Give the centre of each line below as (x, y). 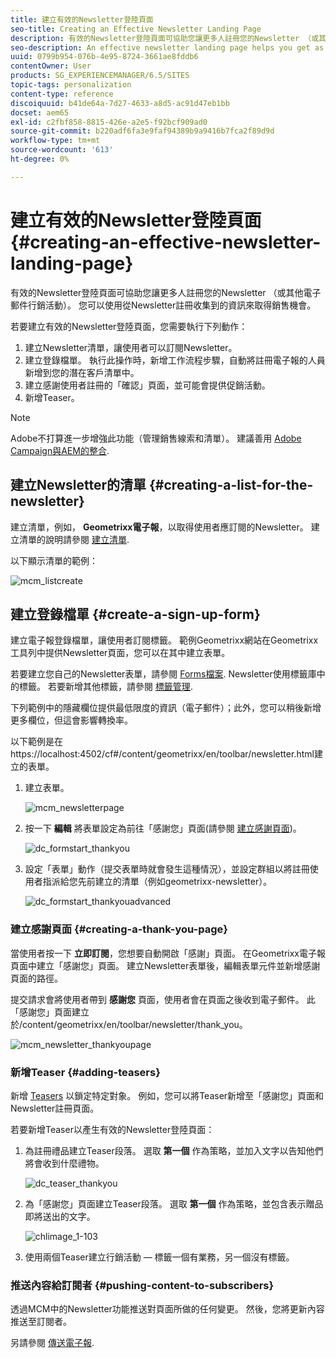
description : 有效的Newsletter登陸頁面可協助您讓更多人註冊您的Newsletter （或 (165, 38)
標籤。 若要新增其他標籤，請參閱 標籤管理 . (105, 687)
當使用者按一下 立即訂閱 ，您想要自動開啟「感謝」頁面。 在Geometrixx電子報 (168, 953)
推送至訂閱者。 (41, 1322)
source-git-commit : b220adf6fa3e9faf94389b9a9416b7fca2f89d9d (142, 131)
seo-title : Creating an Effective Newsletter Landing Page (136, 29)
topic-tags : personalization (71, 85)
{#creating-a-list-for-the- (231, 485)
